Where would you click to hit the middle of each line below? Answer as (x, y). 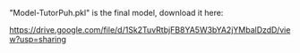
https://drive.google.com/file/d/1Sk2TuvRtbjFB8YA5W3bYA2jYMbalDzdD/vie (150, 30)
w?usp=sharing (38, 39)
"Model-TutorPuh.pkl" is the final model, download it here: (116, 13)
